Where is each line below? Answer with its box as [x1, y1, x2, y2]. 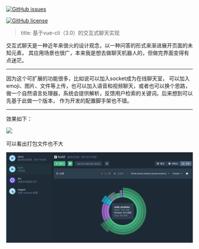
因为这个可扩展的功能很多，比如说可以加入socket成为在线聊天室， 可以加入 [6, 75, 190, 82]
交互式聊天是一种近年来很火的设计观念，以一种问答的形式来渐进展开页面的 [6, 42, 188, 49]
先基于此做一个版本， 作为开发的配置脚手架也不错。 [6, 97, 132, 104]
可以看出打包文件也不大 [6, 140, 63, 147]
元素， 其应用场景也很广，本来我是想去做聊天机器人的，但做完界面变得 [11, 49, 184, 56]
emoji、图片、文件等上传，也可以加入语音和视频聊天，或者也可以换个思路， [6, 82, 191, 89]
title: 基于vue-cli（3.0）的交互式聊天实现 [20, 30, 120, 36]
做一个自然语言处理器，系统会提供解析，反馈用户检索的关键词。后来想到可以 [6, 90, 193, 97]
